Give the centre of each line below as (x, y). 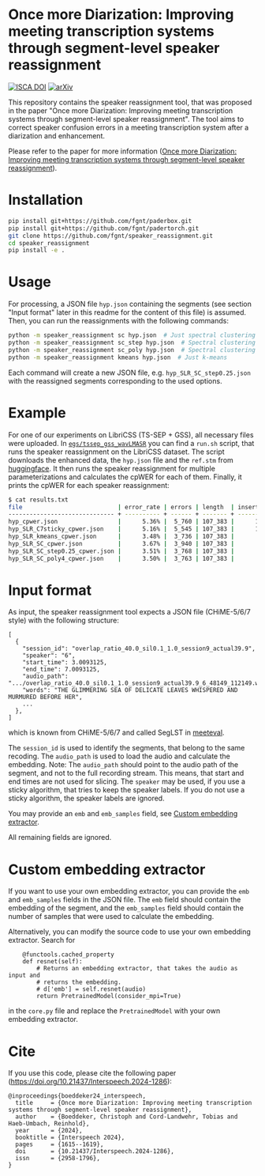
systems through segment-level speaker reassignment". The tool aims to (126, 119)
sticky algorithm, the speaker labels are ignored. (86, 798)
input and (24, 976)
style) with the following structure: (64, 620)
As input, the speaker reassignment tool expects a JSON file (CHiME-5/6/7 (129, 612)
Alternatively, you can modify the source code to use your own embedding (129, 932)
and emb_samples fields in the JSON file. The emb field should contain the (125, 900)
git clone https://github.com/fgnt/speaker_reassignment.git (111, 236)
